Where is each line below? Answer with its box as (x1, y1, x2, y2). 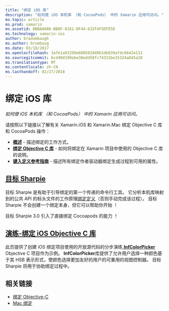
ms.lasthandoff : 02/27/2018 (5, 70, 65, 75)
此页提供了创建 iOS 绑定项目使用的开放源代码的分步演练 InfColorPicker (5, 243, 156, 250)
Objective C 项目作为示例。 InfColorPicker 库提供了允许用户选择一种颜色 (5, 250, 158, 256)
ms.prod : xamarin (5, 21, 42, 27)
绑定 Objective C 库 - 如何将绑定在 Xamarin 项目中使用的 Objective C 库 (12, 145, 163, 151)
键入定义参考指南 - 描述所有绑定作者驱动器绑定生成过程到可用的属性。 (12, 158, 161, 164)
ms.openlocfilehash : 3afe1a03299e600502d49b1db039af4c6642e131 (5, 50, 143, 55)
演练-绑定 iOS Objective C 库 (5, 229, 96, 238)
